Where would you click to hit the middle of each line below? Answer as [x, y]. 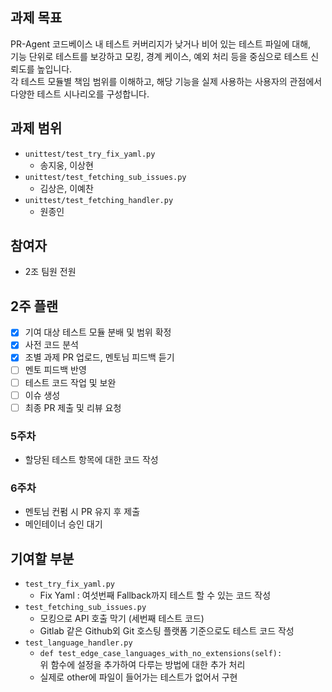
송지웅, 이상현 [66, 165]
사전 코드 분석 [51, 345]
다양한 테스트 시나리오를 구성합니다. [80, 94]
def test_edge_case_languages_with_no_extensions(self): [161, 654]
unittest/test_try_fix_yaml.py [90, 154]
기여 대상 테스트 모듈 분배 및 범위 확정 [98, 332]
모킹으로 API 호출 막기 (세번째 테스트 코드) [122, 619]
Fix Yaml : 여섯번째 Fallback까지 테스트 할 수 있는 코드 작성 [155, 595]
